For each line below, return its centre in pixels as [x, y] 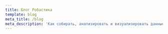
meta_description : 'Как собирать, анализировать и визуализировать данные [85, 24]
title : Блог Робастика [29, 10]
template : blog [21, 14]
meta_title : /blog [24, 19]
